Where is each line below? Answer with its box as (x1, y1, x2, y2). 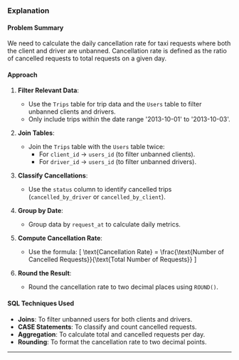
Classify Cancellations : (17, 171, 88, 180)
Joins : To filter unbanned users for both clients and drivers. (17, 315, 193, 323)
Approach (7, 70, 38, 79)
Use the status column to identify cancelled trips (28, 185, 172, 194)
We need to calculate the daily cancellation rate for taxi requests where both (7, 39, 231, 48)
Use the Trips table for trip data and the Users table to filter (28, 100, 202, 109)
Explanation (7, 6, 50, 16)
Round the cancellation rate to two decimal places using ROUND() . (28, 283, 219, 291)
